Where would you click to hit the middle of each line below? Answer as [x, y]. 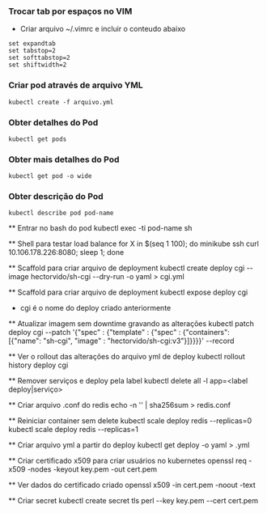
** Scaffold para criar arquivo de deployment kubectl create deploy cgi [127, 268]
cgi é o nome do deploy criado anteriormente [95, 308]
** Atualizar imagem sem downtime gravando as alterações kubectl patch [131, 324]
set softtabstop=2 [39, 58]
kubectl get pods [38, 139]
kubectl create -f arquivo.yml [61, 102]
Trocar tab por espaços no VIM [70, 11]
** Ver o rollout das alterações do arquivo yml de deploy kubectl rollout [127, 357]
